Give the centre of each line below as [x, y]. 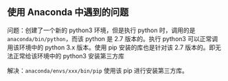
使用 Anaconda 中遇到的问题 [68, 12]
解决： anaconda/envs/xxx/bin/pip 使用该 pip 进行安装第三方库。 [98, 70]
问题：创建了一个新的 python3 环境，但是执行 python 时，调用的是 [101, 30]
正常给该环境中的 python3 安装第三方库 [69, 56]
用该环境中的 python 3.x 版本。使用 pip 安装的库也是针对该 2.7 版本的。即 [111, 47]
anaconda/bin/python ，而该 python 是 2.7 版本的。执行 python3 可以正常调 [113, 38]
